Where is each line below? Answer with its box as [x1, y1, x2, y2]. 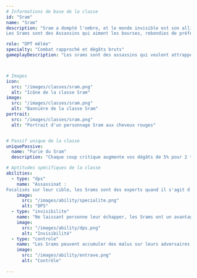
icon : [6, 78, 19, 84]
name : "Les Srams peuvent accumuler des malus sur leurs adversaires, [16, 242, 193, 247]
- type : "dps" [11, 176, 46, 182]
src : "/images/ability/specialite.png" [21, 197, 119, 203]
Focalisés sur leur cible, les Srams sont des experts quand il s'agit [6, 186, 185, 193]
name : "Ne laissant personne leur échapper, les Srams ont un [16, 214, 172, 220]
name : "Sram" [6, 19, 38, 25]
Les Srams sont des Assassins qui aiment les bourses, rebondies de [6, 31, 177, 36]
